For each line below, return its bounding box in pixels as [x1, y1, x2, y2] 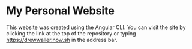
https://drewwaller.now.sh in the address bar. [6, 36, 118, 43]
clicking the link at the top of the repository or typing [6, 30, 136, 37]
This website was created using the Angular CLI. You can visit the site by [6, 24, 186, 31]
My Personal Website [6, 4, 115, 18]
